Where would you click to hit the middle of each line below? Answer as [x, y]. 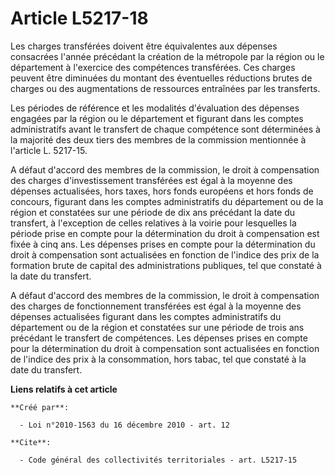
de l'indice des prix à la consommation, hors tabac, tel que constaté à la [158, 359]
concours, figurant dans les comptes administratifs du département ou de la [167, 201]
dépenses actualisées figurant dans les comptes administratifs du [146, 316]
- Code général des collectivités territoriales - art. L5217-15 [158, 460]
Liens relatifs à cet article [64, 389]
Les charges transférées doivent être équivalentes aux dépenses [144, 46]
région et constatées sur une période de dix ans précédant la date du [153, 212]
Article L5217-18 [79, 18]
